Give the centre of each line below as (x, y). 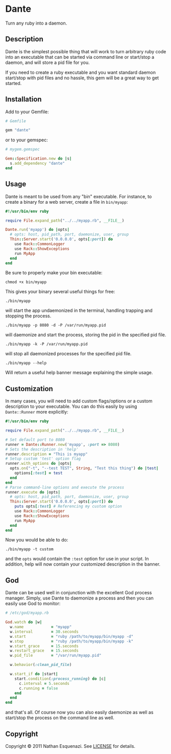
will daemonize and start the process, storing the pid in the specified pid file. (86, 335)
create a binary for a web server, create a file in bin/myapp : (67, 202)
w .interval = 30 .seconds (44, 632)
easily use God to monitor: (33, 604)
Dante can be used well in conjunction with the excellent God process (79, 593)
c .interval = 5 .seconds (44, 683)
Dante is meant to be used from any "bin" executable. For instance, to (79, 196)
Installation (23, 100)
